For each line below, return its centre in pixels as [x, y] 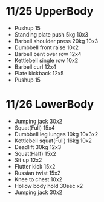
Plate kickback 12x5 [39, 73]
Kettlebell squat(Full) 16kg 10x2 [53, 141]
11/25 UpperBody [50, 11]
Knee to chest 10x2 [38, 179]
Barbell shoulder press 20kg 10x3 [56, 41]
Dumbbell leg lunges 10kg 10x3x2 [56, 134]
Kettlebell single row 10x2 [46, 60]
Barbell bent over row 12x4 [48, 54]
